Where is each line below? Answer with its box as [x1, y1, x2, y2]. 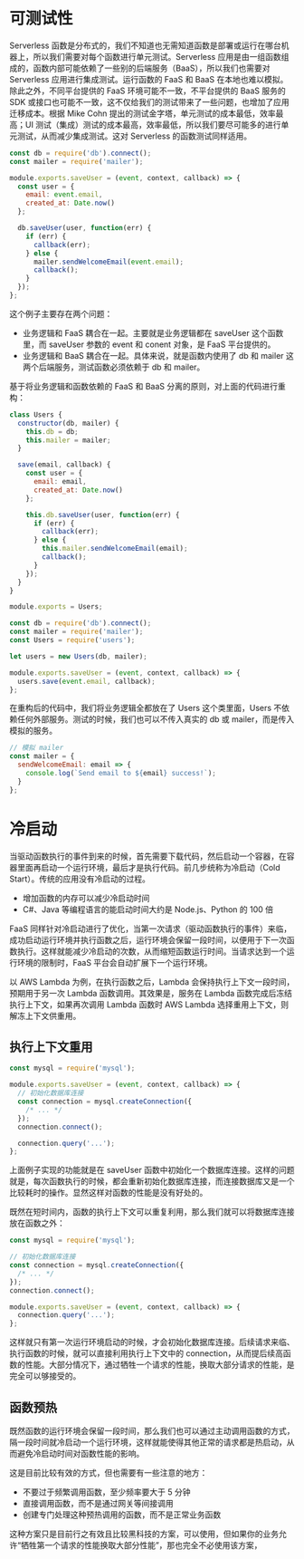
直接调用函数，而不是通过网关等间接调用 [22, 1498, 174, 1508]
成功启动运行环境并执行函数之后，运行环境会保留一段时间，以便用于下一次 [9, 934, 287, 945]
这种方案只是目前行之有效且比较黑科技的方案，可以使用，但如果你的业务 [9, 1528, 279, 1539]
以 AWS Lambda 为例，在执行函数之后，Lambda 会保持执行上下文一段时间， [9, 976, 295, 987]
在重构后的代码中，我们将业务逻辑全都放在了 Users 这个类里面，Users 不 [9, 703, 282, 714]
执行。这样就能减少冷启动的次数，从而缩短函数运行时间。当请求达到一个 [16, 946, 287, 957]
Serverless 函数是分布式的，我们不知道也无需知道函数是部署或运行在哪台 [9, 40, 282, 51]
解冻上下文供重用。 [9, 1010, 81, 1021]
